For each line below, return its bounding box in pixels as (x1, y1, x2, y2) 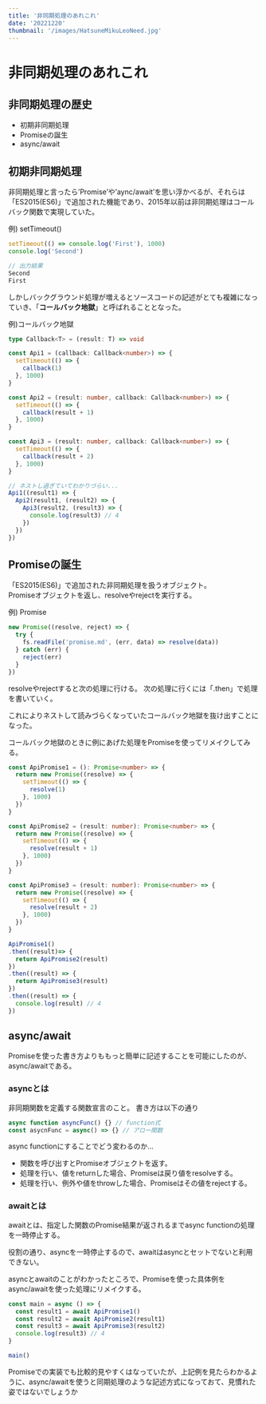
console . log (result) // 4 (15, 999, 102, 1007)
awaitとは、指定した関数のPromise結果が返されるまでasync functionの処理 (8, 1220, 255, 1230)
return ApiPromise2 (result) (15, 955, 109, 963)
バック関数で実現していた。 (8, 207, 100, 216)
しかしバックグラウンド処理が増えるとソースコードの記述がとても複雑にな (8, 292, 252, 302)
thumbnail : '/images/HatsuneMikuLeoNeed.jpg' (8, 26, 162, 34)
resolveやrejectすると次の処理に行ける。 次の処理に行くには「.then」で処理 (8, 684, 258, 693)
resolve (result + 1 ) (29, 844, 98, 853)
